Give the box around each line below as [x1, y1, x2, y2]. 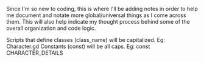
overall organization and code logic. [6, 24, 96, 32]
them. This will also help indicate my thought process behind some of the [6, 18, 190, 25]
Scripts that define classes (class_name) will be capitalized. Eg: [6, 36, 166, 43]
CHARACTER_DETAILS [6, 49, 63, 57]
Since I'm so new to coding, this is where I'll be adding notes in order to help [6, 5, 198, 12]
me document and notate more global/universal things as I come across [6, 12, 187, 19]
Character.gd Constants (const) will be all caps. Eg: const [6, 43, 150, 50]
